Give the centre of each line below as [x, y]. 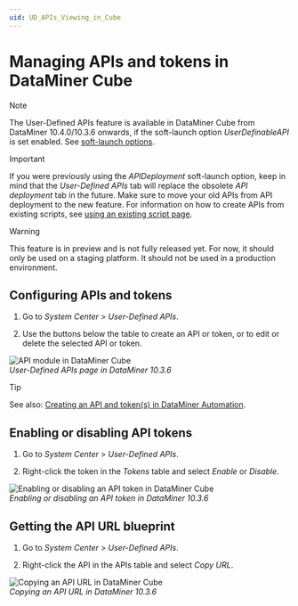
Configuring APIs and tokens [91, 295]
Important [27, 159]
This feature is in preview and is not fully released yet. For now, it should [141, 248]
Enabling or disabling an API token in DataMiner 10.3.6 [109, 498]
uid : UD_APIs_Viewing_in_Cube [65, 17]
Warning [24, 231]
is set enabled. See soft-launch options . [82, 141]
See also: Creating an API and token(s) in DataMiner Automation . [128, 405]
